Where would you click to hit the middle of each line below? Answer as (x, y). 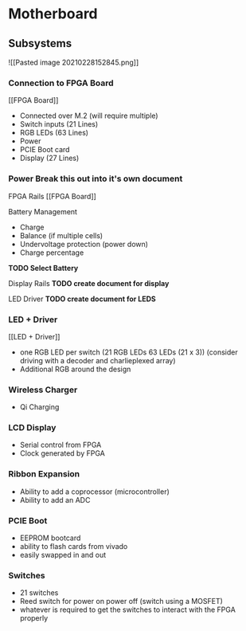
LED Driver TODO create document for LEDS (82, 299)
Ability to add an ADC (55, 500)
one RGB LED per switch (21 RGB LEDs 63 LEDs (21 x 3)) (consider (129, 352)
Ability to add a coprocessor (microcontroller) (94, 492)
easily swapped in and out (63, 555)
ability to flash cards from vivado (74, 547)
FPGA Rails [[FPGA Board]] (53, 196)
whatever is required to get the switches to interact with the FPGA (128, 609)
